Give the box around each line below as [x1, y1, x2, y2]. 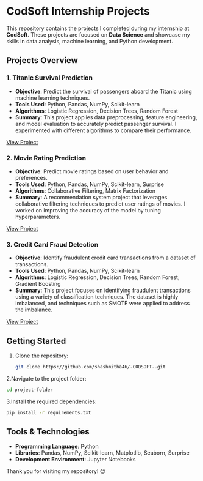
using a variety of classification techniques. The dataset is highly [15, 293, 179, 300]
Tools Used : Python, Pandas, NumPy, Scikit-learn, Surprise [15, 181, 165, 188]
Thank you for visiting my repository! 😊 [6, 468, 106, 475]
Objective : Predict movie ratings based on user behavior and [15, 167, 169, 175]
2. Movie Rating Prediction [6, 154, 87, 162]
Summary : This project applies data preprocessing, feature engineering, [15, 113, 198, 121]
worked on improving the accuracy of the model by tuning [15, 206, 162, 214]
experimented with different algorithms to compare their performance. [15, 127, 192, 134]
